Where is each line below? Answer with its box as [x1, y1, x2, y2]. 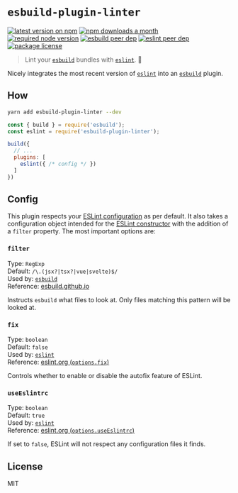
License [7, 460, 43, 472]
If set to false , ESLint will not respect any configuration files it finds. [7, 440, 206, 448]
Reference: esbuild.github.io [7, 282, 90, 290]
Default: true [7, 411, 45, 420]
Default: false [7, 343, 48, 351]
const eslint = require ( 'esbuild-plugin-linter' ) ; [7, 128, 160, 135]
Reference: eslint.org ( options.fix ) [7, 358, 110, 367]
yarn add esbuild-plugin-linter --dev [7, 109, 122, 116]
